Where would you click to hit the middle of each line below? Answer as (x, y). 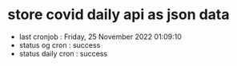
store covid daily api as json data (118, 15)
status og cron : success (60, 45)
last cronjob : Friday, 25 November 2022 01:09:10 (100, 37)
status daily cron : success (63, 53)
